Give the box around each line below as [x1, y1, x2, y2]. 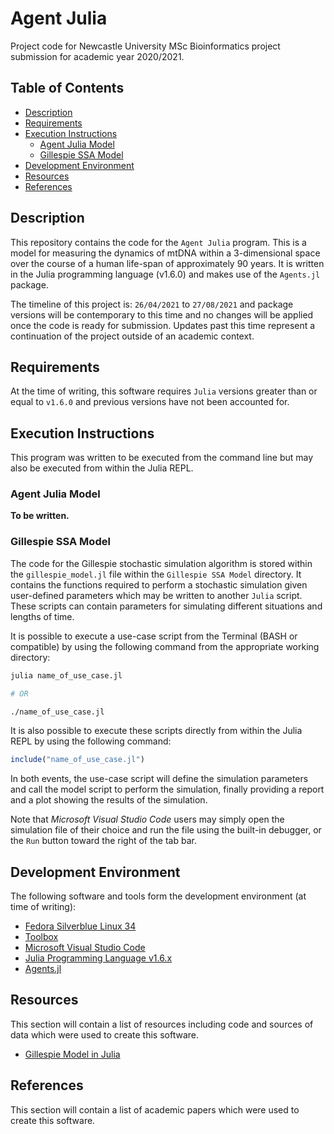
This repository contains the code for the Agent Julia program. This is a [10, 236, 307, 248]
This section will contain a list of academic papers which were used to [10, 1103, 300, 1116]
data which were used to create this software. [10, 1028, 199, 1041]
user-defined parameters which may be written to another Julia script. [10, 589, 303, 601]
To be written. [10, 510, 70, 522]
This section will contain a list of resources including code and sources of [10, 1018, 314, 1030]
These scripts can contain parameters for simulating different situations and [10, 600, 323, 612]
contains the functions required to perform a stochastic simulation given [10, 578, 308, 591]
